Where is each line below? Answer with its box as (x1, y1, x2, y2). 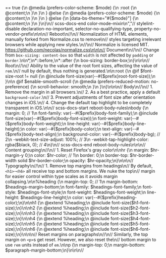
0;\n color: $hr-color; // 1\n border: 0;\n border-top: (24, 152, 129, 158)
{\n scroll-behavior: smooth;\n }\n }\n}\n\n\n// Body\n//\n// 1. (30, 84, 154, 89)
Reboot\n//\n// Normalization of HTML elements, (49, 31, 149, 37)
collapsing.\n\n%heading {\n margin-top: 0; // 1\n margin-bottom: (5, 179, 139, 185)
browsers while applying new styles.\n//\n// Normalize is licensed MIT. (5, 42, 149, 47)
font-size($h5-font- (110, 221, 150, 227)
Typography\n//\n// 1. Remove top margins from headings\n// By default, (5, 163, 153, 169)
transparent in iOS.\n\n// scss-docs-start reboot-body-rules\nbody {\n (5, 105, 149, 111)
